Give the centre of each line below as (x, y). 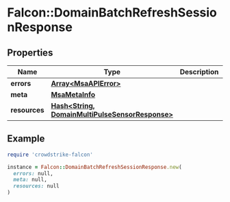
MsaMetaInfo (73, 94)
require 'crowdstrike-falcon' (50, 155)
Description (199, 72)
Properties (30, 53)
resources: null (36, 186)
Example (26, 139)
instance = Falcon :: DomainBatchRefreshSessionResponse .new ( (95, 167)
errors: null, (33, 173)
